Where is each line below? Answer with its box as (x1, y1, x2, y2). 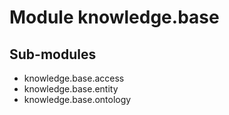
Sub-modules (9, 46, 97, 63)
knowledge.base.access (23, 72, 125, 84)
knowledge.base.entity (23, 83, 119, 95)
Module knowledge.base (9, 6, 220, 29)
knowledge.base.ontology (23, 94, 132, 105)
